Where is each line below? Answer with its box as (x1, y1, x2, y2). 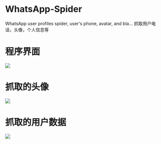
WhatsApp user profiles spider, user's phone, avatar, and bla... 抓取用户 (5, 20, 152, 26)
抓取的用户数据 (5, 117, 67, 128)
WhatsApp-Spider (5, 3, 82, 15)
